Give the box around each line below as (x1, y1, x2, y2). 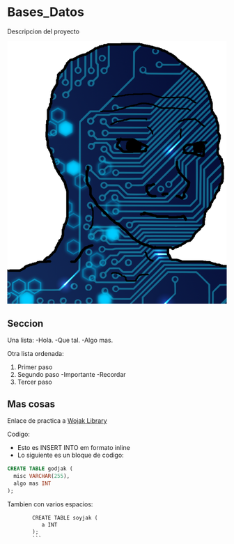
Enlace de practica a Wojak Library (7, 417, 107, 425)
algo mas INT (13, 480, 52, 487)
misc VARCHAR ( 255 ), (13, 472, 70, 479)
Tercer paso (17, 378, 52, 387)
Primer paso (17, 363, 53, 371)
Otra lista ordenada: (7, 350, 64, 358)
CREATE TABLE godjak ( (7, 465, 73, 472)
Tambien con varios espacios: (7, 499, 93, 508)
